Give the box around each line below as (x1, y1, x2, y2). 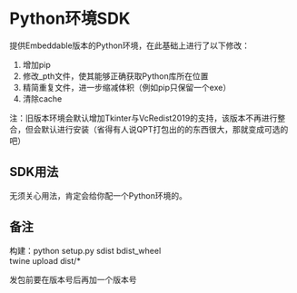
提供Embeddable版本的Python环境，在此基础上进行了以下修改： (9, 40, 251, 51)
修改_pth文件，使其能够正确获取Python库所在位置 (22, 70, 209, 82)
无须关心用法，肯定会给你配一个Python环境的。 (9, 190, 188, 200)
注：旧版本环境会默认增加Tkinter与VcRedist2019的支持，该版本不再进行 (9, 112, 278, 123)
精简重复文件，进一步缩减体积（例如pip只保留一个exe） (22, 82, 232, 93)
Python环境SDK (9, 8, 131, 29)
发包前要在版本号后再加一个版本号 (9, 274, 137, 285)
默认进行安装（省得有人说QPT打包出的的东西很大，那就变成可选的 (40, 123, 289, 134)
